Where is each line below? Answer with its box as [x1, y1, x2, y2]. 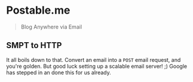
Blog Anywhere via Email [20, 23, 82, 30]
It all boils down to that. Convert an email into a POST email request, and [6, 56, 181, 63]
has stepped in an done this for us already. [6, 69, 112, 76]
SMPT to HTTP [6, 40, 62, 51]
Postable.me [6, 4, 71, 17]
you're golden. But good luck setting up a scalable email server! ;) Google [6, 62, 187, 70]
